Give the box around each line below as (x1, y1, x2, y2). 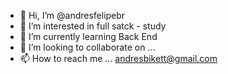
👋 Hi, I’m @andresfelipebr (19, 10, 126, 21)
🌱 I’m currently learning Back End (19, 31, 158, 42)
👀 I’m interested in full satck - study (19, 20, 167, 32)
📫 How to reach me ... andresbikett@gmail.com (19, 53, 218, 64)
